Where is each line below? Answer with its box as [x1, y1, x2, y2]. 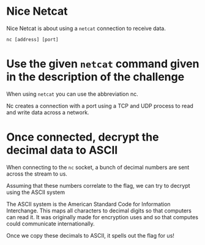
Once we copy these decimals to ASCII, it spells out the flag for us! [6, 231, 174, 239]
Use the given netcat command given [6, 57, 199, 71]
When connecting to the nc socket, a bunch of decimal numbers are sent [6, 163, 190, 171]
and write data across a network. [6, 109, 90, 116]
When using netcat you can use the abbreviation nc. [6, 90, 139, 98]
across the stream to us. [6, 170, 67, 177]
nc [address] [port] [6, 36, 59, 42]
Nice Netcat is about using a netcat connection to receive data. [6, 25, 166, 32]
